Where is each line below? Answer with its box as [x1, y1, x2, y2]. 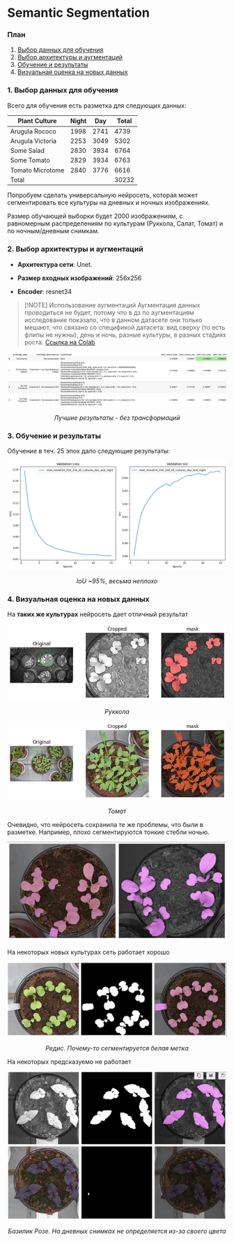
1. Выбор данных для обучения [7, 85, 118, 95]
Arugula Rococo [10, 127, 57, 136]
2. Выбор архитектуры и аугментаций [7, 244, 144, 254]
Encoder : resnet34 [17, 287, 72, 295]
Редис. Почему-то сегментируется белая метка [45, 1044, 189, 1053]
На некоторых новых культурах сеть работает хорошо [7, 948, 170, 956]
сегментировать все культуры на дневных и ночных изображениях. [7, 198, 210, 207]
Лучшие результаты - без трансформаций [54, 414, 180, 422]
